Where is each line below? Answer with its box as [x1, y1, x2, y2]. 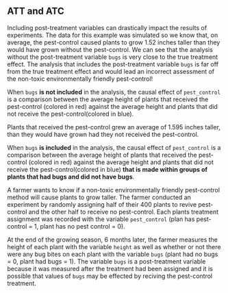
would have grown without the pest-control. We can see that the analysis [7, 45, 214, 53]
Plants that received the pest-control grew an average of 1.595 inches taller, [7, 123, 221, 131]
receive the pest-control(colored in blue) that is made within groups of [7, 165, 207, 173]
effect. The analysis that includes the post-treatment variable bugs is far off [7, 60, 219, 68]
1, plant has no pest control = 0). [34, 222, 125, 230]
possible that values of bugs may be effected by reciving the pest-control [7, 272, 213, 280]
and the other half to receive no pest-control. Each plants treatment [28, 207, 219, 216]
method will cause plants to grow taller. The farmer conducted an [7, 193, 192, 201]
